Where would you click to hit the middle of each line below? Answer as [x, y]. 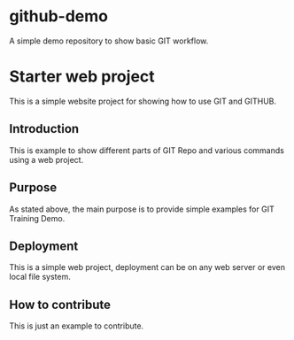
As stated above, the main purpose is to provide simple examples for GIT [142, 209]
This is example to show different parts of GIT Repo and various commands [147, 150]
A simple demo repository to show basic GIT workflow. [109, 41]
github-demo [59, 16]
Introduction [44, 129]
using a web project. [46, 159]
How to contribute [60, 304]
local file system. [40, 277]
